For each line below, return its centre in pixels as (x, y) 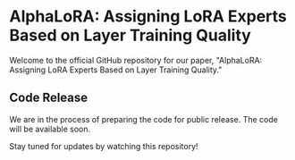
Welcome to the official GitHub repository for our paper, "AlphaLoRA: (136, 60)
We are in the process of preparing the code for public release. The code (144, 119)
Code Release (49, 98)
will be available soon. (50, 129)
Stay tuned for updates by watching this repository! (104, 146)
